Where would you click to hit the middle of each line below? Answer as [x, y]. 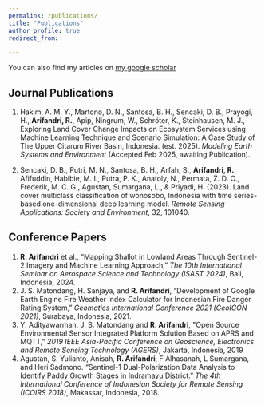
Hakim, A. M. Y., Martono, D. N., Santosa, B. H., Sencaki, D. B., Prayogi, [136, 112]
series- [246, 196]
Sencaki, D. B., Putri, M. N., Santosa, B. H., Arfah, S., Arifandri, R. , [128, 170]
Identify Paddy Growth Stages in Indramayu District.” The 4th [120, 375]
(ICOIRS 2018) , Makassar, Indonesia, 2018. [89, 392]
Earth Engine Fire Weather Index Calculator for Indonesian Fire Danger [135, 299]
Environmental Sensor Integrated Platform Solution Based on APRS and [136, 333]
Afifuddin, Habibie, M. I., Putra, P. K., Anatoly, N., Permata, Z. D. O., [130, 179]
